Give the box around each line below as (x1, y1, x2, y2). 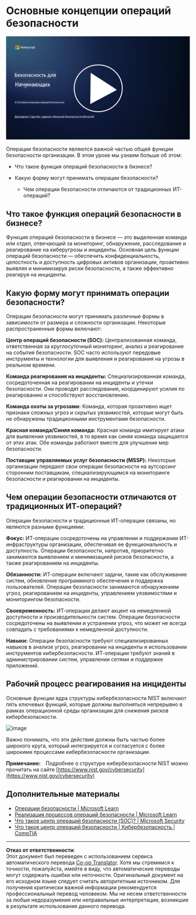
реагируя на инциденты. (6, 271, 67, 278)
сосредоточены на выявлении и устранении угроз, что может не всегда (6, 619, 187, 626)
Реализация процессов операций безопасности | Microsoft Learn (14, 811, 177, 818)
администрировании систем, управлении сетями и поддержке (6, 655, 163, 663)
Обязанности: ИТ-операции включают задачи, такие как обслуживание (6, 571, 187, 578)
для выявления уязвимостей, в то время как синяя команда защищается (6, 433, 188, 440)
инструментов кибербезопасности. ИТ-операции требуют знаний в (6, 649, 175, 657)
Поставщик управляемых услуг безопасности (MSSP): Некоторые (6, 457, 176, 464)
